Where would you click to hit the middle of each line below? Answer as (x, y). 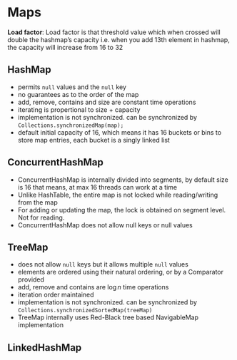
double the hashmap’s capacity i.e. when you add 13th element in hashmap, (118, 39)
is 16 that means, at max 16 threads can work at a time (97, 187)
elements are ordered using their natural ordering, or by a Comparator (120, 272)
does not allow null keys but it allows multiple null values (103, 264)
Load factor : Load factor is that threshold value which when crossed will (114, 32)
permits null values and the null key (72, 87)
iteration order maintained (56, 295)
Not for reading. (41, 217)
